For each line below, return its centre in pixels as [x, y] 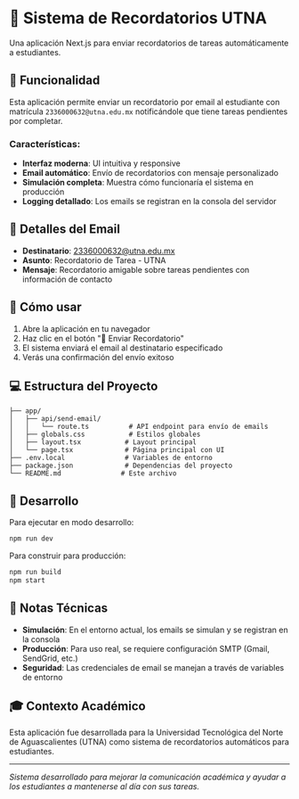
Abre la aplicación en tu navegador [86, 328]
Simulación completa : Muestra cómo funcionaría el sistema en [137, 183]
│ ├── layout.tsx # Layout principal [103, 442]
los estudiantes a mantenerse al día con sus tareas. [105, 786]
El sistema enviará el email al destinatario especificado [122, 348]
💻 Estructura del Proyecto [84, 387]
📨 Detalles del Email [65, 230]
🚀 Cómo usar [45, 307]
